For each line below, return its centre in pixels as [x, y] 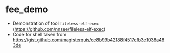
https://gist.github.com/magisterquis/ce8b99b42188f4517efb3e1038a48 [89, 40]
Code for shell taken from [40, 34]
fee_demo [27, 9]
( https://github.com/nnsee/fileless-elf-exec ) [59, 29]
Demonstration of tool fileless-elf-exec [56, 23]
